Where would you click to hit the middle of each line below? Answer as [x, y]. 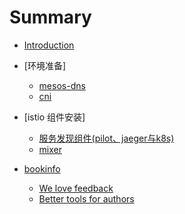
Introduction [49, 45]
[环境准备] [45, 65]
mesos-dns [62, 85]
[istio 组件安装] [54, 117]
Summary [50, 17]
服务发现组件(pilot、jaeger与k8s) [106, 138]
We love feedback [76, 188]
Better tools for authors [86, 198]
